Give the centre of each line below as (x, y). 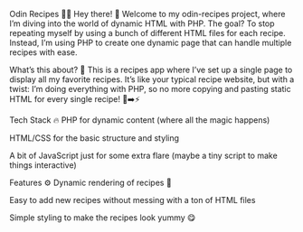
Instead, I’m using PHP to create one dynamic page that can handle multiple (151, 42)
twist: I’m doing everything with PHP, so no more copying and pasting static (150, 89)
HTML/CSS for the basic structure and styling (94, 138)
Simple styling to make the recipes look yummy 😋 (103, 218)
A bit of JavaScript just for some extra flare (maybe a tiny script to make (143, 155)
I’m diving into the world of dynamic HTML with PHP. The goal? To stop (142, 23)
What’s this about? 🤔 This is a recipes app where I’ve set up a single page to (151, 70)
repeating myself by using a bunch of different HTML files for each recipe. (148, 33)
